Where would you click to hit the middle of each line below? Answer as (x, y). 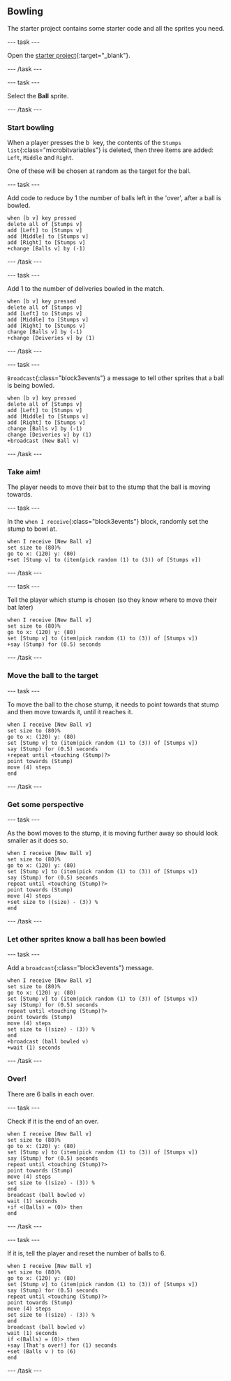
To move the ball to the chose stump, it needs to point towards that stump (113, 704)
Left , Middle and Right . (41, 158)
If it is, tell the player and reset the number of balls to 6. (87, 1253)
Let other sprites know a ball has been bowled (87, 939)
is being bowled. (31, 386)
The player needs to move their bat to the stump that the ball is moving (109, 487)
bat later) (20, 608)
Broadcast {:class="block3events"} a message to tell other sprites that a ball (116, 378)
